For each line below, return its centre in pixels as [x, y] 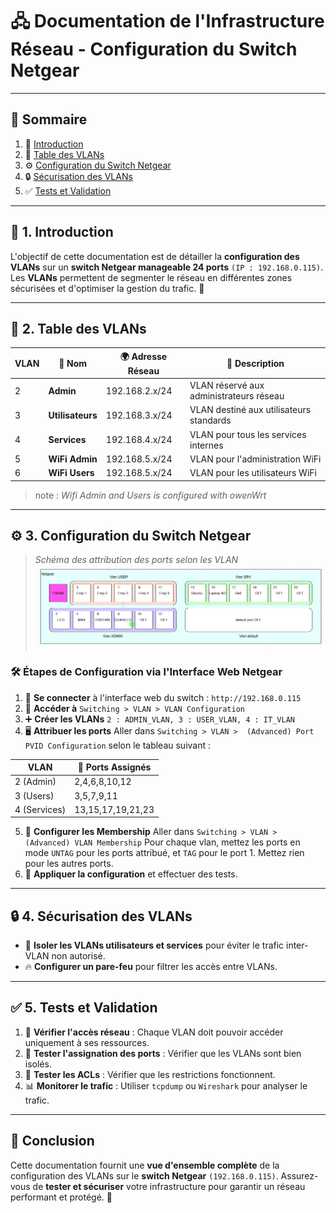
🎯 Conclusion [52, 1141]
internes [206, 445]
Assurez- [299, 1175]
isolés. [38, 1064]
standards [210, 420]
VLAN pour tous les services [248, 434]
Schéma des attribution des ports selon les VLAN [136, 560]
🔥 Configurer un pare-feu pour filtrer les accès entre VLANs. [151, 967]
